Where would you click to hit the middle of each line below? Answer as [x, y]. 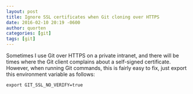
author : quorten [26, 28]
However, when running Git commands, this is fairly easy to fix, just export [97, 68]
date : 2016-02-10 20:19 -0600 [43, 22]
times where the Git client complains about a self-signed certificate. [89, 62]
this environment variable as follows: [51, 74]
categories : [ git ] [29, 33]
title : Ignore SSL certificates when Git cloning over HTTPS [83, 17]
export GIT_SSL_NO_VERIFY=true [45, 85]
